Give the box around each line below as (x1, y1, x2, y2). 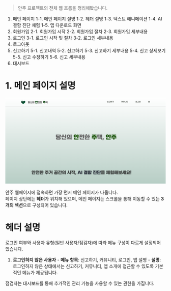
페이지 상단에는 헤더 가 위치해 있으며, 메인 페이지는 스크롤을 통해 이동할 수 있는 (5, 196, 160, 202)
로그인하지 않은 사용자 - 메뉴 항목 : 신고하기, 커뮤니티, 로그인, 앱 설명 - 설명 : (12, 257, 161, 263)
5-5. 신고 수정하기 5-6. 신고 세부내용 (12, 54, 85, 60)
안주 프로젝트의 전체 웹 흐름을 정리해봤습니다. (17, 5, 108, 11)
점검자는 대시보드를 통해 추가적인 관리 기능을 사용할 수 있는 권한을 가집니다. (5, 280, 155, 286)
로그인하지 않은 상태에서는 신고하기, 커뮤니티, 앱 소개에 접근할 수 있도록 (12, 263, 154, 269)
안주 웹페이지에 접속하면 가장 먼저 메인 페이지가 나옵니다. (5, 189, 118, 195)
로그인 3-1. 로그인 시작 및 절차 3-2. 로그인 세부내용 (12, 35, 113, 41)
